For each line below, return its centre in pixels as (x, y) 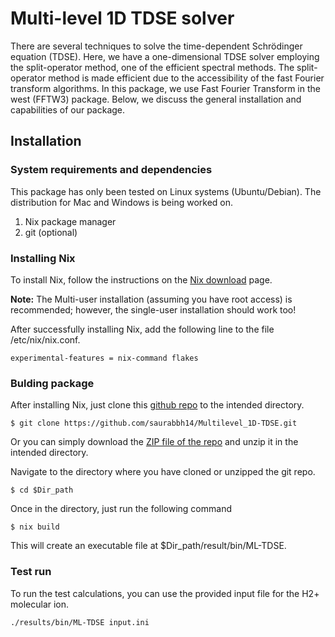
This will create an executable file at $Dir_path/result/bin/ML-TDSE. (148, 546)
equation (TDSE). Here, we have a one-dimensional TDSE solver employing (165, 56)
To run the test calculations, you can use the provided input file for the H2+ (165, 593)
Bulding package (52, 383)
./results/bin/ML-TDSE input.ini (80, 622)
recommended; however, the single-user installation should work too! (153, 309)
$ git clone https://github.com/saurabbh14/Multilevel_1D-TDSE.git (154, 423)
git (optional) (51, 232)
